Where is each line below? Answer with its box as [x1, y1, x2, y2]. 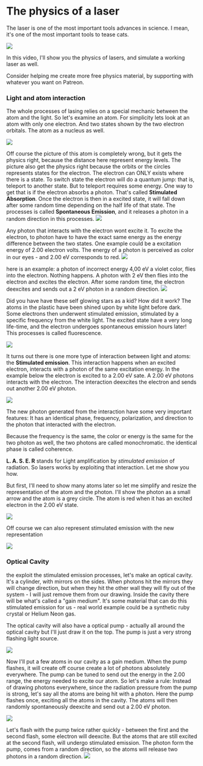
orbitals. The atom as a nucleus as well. [6, 127, 105, 134]
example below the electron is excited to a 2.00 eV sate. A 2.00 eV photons [6, 372, 194, 379]
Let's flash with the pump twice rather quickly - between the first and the [6, 726, 189, 733]
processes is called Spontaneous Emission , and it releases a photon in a [6, 208, 189, 215]
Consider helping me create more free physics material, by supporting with [6, 72, 194, 80]
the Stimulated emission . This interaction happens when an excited [6, 359, 176, 367]
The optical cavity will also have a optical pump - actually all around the [6, 622, 185, 629]
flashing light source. [6, 634, 59, 642]
